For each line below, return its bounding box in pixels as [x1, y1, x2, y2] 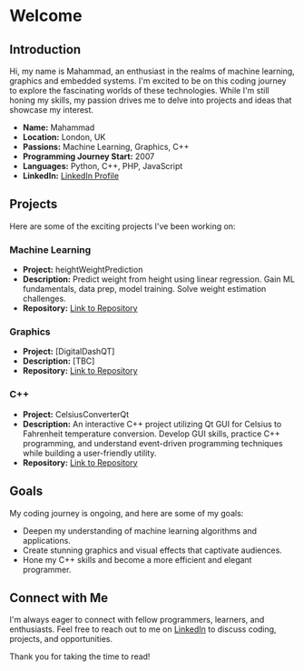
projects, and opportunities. [9, 634, 113, 645]
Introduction [9, 42, 82, 57]
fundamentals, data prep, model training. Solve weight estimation [22, 284, 267, 295]
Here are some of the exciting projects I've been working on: [9, 220, 236, 232]
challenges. [22, 293, 66, 305]
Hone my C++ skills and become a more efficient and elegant [22, 554, 252, 565]
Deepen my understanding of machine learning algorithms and [22, 525, 257, 536]
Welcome [9, 5, 83, 26]
